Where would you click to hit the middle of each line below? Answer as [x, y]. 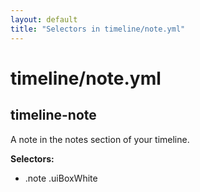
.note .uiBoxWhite [61, 178]
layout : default [44, 19]
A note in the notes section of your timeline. [100, 139]
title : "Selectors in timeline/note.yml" [98, 29]
